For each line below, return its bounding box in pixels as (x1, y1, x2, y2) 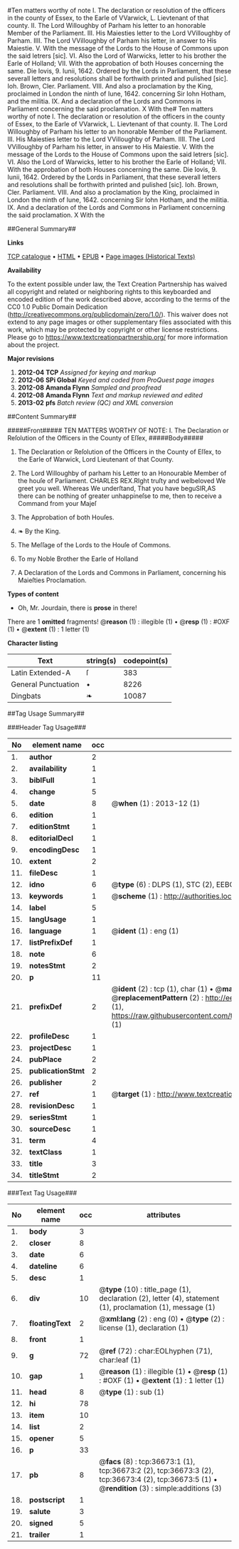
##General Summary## (7, 225, 76, 233)
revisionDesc (29, 1101, 75, 1110)
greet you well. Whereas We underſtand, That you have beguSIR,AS (17, 484, 216, 492)
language (29, 926, 62, 935)
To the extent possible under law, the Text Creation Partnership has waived (7, 280, 228, 288)
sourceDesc (29, 1124, 71, 1134)
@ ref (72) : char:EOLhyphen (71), (99, 1346, 213, 1356)
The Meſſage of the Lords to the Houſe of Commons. (17, 541, 171, 549)
